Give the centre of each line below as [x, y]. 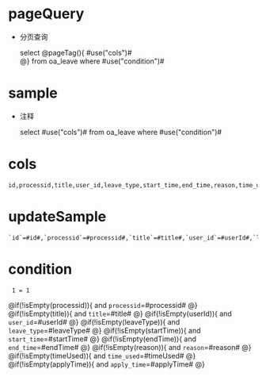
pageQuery [46, 14]
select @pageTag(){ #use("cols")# [76, 52]
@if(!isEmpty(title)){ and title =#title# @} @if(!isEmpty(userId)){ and [120, 314]
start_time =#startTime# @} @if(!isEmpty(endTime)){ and [102, 339]
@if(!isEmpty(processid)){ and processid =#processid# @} [103, 305]
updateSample [57, 217]
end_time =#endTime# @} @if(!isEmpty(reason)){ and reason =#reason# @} [130, 347]
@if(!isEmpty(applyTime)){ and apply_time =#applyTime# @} [107, 364]
